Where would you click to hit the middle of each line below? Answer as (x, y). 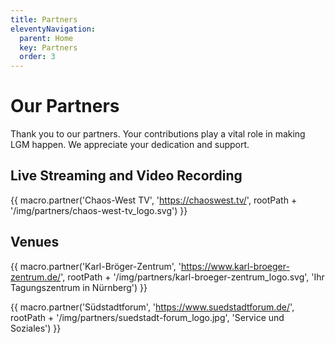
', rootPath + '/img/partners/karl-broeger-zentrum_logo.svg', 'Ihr (192, 277)
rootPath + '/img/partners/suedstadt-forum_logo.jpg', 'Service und (147, 317)
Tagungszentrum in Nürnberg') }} (79, 287)
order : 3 (37, 57)
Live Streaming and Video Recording (126, 176)
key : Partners (48, 47)
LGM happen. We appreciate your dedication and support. (130, 145)
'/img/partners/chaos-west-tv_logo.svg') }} (99, 210)
